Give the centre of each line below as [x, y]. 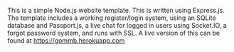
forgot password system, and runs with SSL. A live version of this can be [114, 33]
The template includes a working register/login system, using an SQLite [112, 18]
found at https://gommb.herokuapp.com [66, 41]
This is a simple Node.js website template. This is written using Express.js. [116, 10]
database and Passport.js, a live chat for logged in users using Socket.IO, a [117, 25]
